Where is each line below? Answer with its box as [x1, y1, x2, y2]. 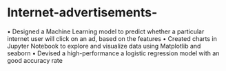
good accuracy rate [7, 56, 63, 64]
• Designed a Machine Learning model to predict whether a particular [7, 27, 205, 35]
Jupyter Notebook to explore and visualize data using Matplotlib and [7, 42, 201, 50]
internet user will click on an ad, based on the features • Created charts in [7, 34, 217, 42]
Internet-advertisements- [7, 5, 158, 20]
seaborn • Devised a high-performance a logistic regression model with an [7, 49, 220, 57]
